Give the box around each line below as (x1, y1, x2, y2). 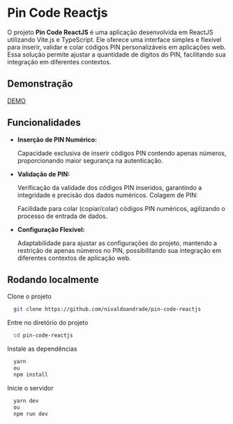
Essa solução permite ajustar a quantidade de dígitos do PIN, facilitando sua (7, 50, 226, 59)
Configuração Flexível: (17, 225, 85, 233)
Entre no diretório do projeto (7, 319, 89, 327)
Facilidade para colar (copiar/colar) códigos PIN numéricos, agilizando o (17, 204, 225, 212)
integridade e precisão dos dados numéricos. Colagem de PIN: (17, 191, 198, 199)
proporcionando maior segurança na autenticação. (17, 156, 164, 165)
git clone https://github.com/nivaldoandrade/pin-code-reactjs (13, 306, 201, 313)
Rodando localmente (7, 274, 99, 286)
